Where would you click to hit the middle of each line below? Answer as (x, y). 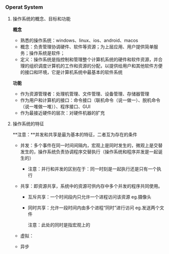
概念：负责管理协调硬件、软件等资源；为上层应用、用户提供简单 (87, 47)
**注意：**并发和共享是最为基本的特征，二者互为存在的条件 (75, 135)
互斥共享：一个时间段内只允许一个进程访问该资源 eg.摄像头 (90, 197)
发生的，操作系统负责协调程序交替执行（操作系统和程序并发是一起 (89, 152)
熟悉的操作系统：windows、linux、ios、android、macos (79, 40)
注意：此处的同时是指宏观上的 (59, 225)
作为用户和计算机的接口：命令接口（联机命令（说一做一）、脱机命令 (90, 100)
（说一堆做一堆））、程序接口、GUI (55, 107)
